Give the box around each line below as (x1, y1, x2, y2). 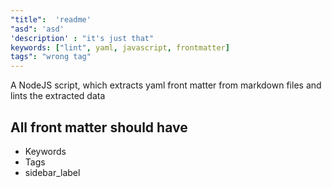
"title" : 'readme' (10, 14, 92, 25)
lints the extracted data (10, 90, 106, 102)
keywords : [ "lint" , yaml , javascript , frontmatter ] (10, 42, 230, 53)
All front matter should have (10, 119, 188, 136)
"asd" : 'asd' (10, 24, 65, 34)
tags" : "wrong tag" (10, 52, 92, 62)
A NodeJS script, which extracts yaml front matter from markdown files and (10, 79, 322, 91)
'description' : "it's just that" (10, 33, 155, 43)
